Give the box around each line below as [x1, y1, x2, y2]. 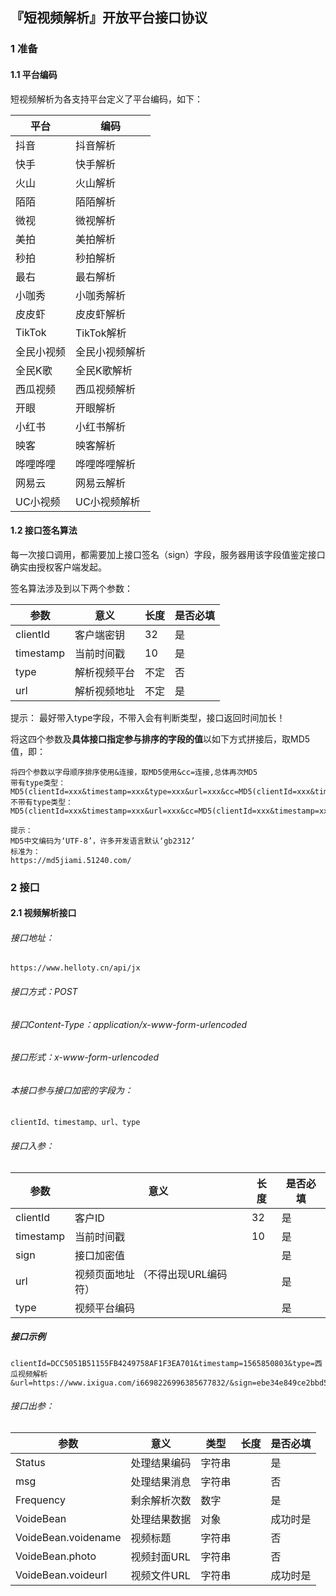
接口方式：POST [10, 986, 78, 998]
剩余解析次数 [130, 1493, 192, 1507]
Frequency [15, 1493, 66, 1507]
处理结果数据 [130, 1512, 192, 1526]
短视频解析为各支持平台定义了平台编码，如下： [10, 93, 203, 105]
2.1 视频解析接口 [10, 907, 77, 919]
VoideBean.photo [15, 1549, 97, 1563]
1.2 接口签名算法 [10, 524, 78, 537]
